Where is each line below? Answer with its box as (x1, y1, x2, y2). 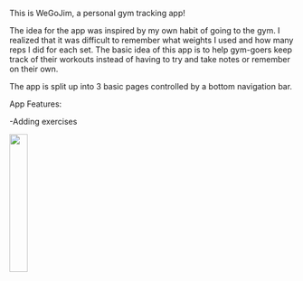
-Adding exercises (9, 117, 78, 126)
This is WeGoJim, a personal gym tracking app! (9, 8, 185, 18)
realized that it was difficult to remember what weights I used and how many (9, 35, 294, 45)
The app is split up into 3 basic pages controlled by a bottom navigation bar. (9, 81, 292, 91)
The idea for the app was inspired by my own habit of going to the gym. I (9, 25, 280, 35)
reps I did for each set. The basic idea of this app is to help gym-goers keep (9, 44, 292, 55)
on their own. (9, 63, 59, 74)
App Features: (9, 98, 62, 109)
